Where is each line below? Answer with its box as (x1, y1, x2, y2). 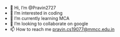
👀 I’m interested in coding (9, 10, 63, 16)
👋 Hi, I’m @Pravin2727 (9, 5, 56, 10)
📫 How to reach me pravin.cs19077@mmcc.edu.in (9, 26, 115, 32)
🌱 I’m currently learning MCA (9, 15, 70, 21)
